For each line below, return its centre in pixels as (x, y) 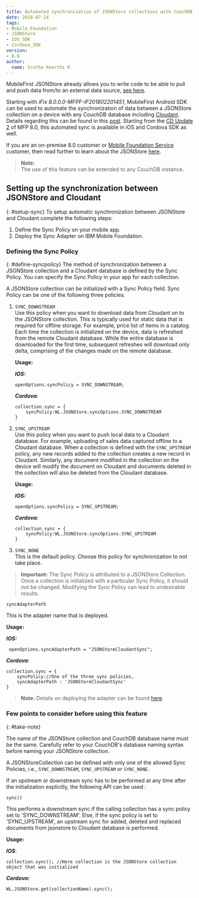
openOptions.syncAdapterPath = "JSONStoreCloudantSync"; (80, 650)
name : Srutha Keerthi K (41, 67)
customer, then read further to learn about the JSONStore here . (84, 151)
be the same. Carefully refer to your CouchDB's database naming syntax (95, 744)
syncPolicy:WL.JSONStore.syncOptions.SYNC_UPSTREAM (91, 534)
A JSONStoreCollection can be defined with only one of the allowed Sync (96, 762)
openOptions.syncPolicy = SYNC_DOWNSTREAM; (70, 385)
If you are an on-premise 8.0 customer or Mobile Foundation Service (90, 145)
